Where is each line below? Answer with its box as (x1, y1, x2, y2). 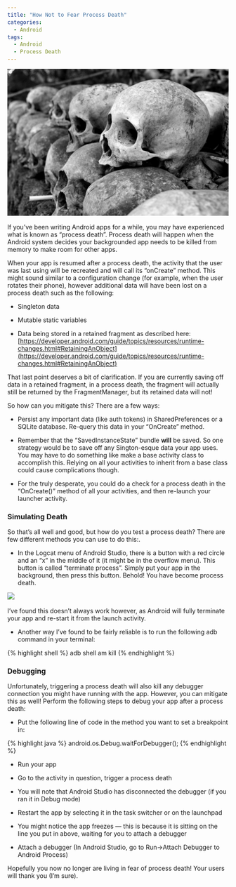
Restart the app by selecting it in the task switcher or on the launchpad (17, 808, 223, 817)
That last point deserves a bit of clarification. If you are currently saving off (7, 373, 224, 381)
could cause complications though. (17, 465, 119, 474)
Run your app (17, 760, 57, 768)
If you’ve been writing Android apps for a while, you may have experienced (7, 222, 225, 231)
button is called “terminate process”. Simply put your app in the (17, 563, 201, 572)
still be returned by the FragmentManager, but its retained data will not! (7, 387, 213, 396)
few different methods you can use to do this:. (7, 535, 140, 543)
